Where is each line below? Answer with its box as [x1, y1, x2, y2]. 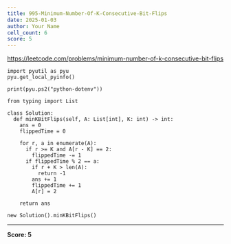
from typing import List [7, 98, 78, 105]
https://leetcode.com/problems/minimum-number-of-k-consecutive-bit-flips [7, 54, 224, 63]
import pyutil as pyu [7, 68, 69, 75]
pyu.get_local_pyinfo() [7, 74, 76, 81]
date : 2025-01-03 [7, 16, 57, 23]
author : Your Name [7, 23, 60, 30]
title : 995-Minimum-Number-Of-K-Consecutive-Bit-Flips [7, 10, 168, 17]
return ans [19, 200, 51, 207]
